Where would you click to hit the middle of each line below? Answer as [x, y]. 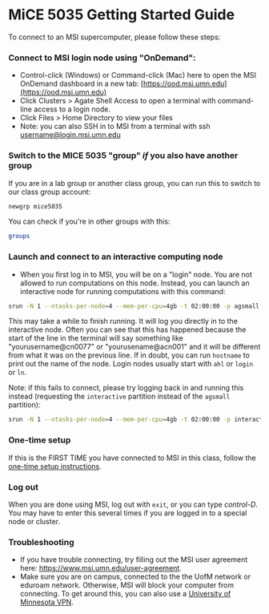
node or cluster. [34, 521]
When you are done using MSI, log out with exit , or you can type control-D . [133, 504]
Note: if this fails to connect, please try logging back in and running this [126, 388]
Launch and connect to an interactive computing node [116, 257]
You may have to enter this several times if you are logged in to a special [128, 513]
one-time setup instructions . [55, 466]
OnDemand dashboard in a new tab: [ [82, 84]
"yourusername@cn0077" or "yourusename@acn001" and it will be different [134, 347]
